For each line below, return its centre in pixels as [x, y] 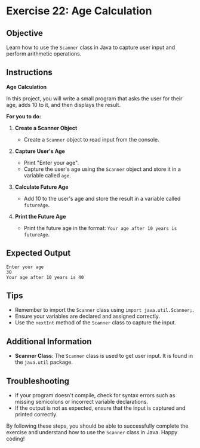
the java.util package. [44, 362]
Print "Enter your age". [51, 162]
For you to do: [24, 116]
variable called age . [47, 175]
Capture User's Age [40, 151]
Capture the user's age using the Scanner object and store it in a [102, 169]
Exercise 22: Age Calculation [79, 11]
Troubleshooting [38, 381]
